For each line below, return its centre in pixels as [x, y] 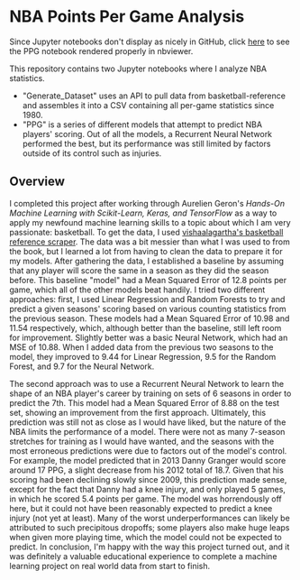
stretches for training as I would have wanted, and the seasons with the [142, 441]
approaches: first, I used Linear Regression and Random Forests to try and [147, 299]
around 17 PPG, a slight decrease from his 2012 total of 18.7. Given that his [146, 470]
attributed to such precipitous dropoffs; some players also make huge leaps [150, 527]
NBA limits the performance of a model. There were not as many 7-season [147, 431]
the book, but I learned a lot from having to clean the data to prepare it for [146, 251]
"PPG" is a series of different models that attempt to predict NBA [142, 124]
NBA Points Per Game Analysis [127, 17]
